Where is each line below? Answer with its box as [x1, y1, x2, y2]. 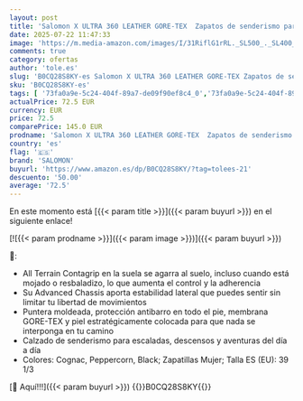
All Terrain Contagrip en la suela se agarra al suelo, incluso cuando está [22, 268, 289, 279]
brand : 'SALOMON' [9, 155, 75, 165]
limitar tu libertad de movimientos [22, 297, 147, 308]
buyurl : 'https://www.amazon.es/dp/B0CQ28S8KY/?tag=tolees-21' [9, 164, 252, 173]
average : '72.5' [9, 182, 70, 191]
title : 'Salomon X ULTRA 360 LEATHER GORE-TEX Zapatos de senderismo [9, 22, 280, 31]
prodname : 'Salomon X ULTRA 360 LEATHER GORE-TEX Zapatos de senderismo [9, 131, 293, 140]
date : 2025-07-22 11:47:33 [9, 30, 111, 39]
